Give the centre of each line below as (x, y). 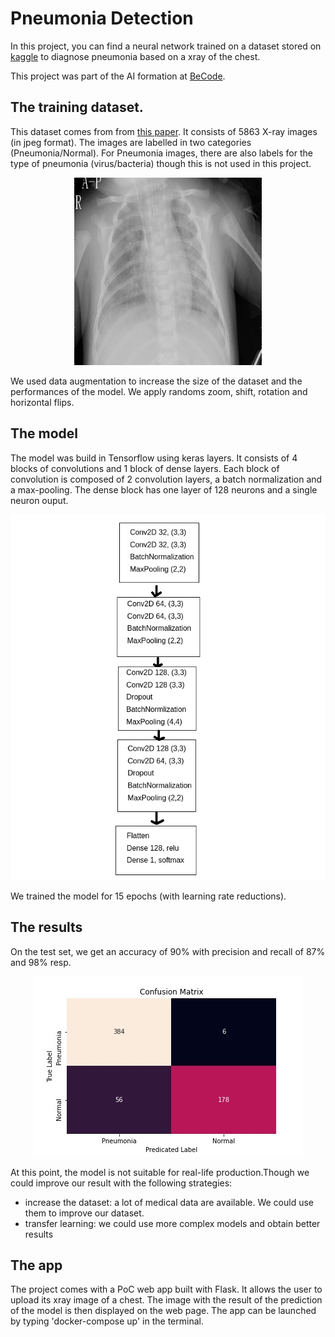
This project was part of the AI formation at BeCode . (118, 76)
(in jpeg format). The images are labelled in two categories (131, 142)
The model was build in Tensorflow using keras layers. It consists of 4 (154, 458)
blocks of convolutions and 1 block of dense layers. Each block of (145, 468)
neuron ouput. (39, 500)
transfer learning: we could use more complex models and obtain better (172, 1223)
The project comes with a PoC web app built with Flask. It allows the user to (166, 1289)
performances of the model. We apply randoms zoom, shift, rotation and (159, 391)
